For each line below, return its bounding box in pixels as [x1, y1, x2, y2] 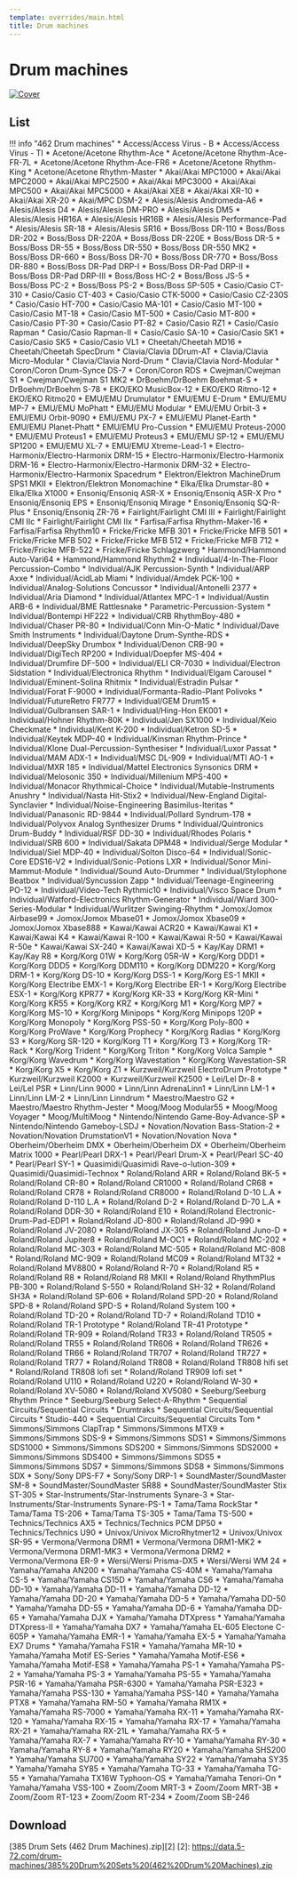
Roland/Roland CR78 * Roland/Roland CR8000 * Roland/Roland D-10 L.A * [9, 1187, 283, 1198]
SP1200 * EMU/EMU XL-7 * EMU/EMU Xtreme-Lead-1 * [9, 441, 215, 452]
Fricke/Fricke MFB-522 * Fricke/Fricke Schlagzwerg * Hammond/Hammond [9, 544, 286, 556]
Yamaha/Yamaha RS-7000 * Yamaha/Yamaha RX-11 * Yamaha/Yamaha [9, 1706, 269, 1717]
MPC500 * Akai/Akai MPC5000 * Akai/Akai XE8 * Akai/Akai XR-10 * [9, 186, 260, 197]
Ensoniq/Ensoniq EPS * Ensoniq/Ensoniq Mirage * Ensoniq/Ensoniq [9, 497, 255, 508]
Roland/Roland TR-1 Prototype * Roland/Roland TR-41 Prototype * [9, 1320, 249, 1330]
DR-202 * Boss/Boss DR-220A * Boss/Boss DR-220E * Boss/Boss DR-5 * [9, 233, 281, 244]
